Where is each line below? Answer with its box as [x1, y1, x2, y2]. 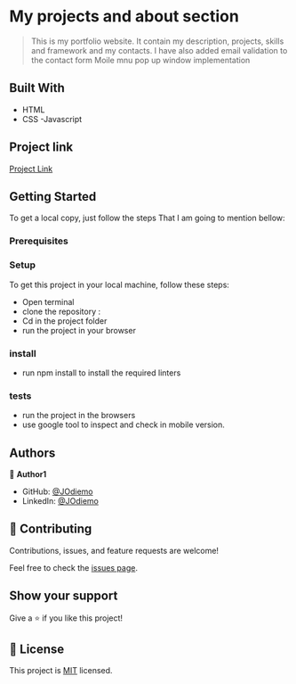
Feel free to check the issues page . [9, 562, 138, 573]
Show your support [9, 589, 118, 604]
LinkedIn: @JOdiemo [21, 496, 100, 506]
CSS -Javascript [21, 113, 83, 124]
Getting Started [9, 189, 97, 204]
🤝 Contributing [9, 522, 92, 537]
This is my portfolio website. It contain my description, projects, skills [30, 36, 284, 46]
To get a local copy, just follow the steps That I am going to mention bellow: [9, 212, 286, 224]
